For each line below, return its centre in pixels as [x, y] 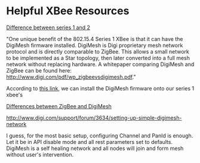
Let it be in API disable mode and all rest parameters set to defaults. [90, 142]
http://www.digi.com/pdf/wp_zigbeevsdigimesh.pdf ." [71, 77]
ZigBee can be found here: [39, 70]
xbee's [14, 95]
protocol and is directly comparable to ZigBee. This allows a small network [98, 51]
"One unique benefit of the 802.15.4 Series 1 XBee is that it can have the [95, 39]
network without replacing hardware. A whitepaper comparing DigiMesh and [100, 64]
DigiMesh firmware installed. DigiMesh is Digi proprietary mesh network [95, 45]
